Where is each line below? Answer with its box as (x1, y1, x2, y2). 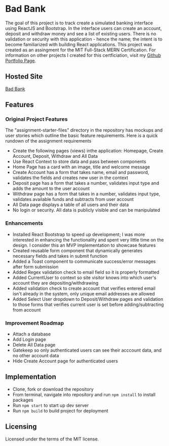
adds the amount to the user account (12, 186, 90, 192)
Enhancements (5, 220, 44, 227)
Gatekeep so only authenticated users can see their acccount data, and (12, 347, 162, 353)
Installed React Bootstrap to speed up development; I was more (12, 231, 145, 237)
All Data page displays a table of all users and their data (12, 201, 129, 208)
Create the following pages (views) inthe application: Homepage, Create (12, 148, 163, 154)
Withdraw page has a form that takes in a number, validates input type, (12, 191, 160, 197)
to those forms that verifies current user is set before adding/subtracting (12, 301, 164, 307)
